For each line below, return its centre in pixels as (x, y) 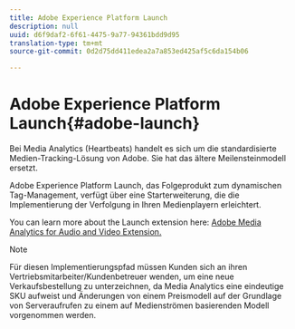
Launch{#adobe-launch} (105, 124)
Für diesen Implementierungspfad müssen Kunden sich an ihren (128, 267)
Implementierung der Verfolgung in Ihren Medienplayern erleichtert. (135, 205)
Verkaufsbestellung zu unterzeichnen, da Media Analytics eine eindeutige (147, 286)
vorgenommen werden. (53, 315)
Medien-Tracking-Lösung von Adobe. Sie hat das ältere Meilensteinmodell (148, 159)
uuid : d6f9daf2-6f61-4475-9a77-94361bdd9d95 (95, 34)
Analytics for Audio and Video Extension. (86, 232)
